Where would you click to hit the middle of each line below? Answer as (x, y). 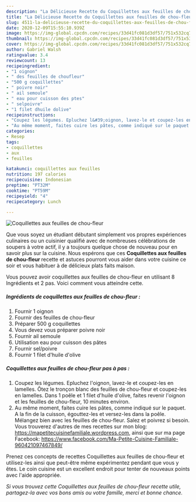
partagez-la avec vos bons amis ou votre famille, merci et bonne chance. (94, 493)
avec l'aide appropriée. (34, 475)
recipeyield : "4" (27, 196)
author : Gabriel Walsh (34, 50)
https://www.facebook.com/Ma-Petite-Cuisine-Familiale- (110, 439)
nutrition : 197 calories (36, 174)
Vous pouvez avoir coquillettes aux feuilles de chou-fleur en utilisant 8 (90, 277)
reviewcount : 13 (26, 60)
